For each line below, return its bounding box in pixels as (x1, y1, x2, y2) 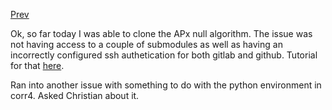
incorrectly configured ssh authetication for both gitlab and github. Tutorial (10, 49, 318, 61)
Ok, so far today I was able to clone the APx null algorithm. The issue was (10, 28, 313, 39)
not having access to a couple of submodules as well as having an (10, 39, 283, 50)
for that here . (10, 60, 65, 71)
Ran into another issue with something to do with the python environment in (10, 79, 322, 91)
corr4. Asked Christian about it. (10, 90, 140, 101)
